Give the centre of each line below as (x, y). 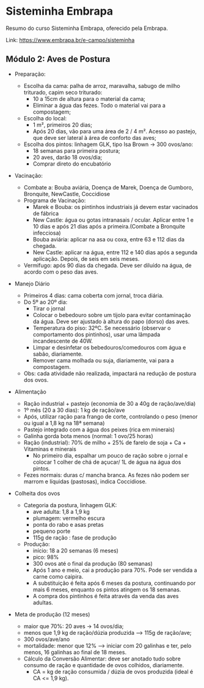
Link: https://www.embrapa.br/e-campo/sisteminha (70, 40)
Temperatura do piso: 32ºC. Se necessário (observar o (102, 328)
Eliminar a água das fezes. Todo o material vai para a (99, 105)
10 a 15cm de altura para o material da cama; (89, 98)
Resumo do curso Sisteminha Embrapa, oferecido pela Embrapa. (87, 28)
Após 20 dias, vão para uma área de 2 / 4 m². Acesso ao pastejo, (115, 131)
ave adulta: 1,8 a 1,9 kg (61, 511)
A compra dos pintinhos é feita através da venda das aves (106, 596)
